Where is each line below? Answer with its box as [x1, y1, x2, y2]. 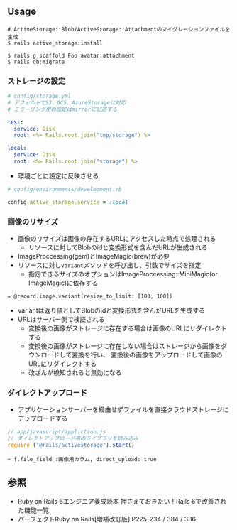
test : [7, 119, 23, 126]
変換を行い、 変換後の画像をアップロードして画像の [72, 351, 223, 359]
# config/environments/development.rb [7, 185, 122, 193]
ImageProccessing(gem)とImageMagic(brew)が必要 [17, 252, 170, 261]
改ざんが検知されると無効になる [28, 369, 122, 377]
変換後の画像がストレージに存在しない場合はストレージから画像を [28, 342, 221, 350]
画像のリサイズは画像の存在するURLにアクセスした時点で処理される [17, 234, 216, 243]
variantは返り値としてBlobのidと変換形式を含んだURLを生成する [17, 306, 206, 315]
